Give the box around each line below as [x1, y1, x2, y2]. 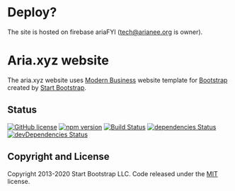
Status [7, 104, 38, 116]
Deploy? [7, 4, 57, 21]
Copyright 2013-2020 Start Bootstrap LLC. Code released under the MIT [7, 169, 218, 178]
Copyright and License [7, 151, 110, 163]
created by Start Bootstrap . [7, 83, 87, 92]
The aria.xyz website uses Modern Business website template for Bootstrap [7, 76, 228, 84]
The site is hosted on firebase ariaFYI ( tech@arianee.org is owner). [7, 28, 203, 36]
